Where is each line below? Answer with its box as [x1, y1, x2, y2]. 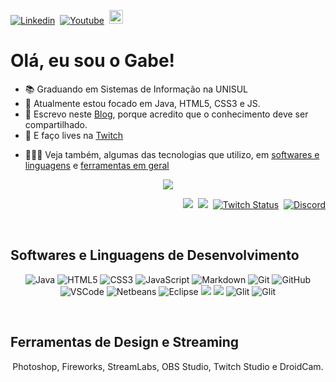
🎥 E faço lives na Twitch [24, 129, 124, 141]
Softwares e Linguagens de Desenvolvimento [10, 247, 300, 264]
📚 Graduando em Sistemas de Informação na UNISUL [24, 83, 249, 95]
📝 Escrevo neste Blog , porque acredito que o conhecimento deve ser [24, 108, 309, 120]
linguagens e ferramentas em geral [24, 159, 170, 171]
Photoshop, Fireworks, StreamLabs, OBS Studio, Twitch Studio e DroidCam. [12, 360, 324, 372]
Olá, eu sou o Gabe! [10, 50, 176, 72]
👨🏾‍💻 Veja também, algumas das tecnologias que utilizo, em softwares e [24, 148, 320, 160]
